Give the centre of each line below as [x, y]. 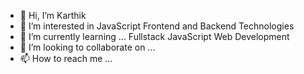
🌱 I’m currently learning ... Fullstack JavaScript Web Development [154, 36]
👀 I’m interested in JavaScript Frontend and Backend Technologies [157, 26]
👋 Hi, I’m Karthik [53, 15]
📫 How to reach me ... [66, 58]
